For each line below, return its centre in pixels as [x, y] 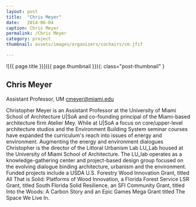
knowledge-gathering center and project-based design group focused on [95, 160]
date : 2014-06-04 [30, 22]
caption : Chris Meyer [33, 28]
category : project [28, 39]
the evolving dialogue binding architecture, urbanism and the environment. [96, 166]
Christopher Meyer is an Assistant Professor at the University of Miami [91, 110]
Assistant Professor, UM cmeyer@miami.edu [60, 99]
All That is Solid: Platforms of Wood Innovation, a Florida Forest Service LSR [98, 179]
